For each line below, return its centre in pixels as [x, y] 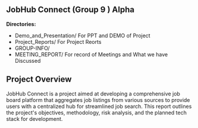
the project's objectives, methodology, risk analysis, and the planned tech [97, 113]
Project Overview [39, 79]
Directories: [21, 24]
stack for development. [34, 119]
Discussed [28, 60]
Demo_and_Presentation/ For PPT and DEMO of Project [82, 36]
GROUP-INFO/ [32, 48]
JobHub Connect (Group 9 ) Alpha [70, 10]
